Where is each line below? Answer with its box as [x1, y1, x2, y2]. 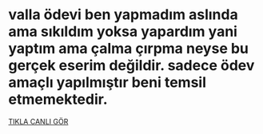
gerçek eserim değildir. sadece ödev [8, 57, 255, 75]
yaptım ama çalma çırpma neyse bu [8, 40, 249, 57]
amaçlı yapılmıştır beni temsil [8, 73, 206, 92]
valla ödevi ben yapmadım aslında [8, 6, 238, 24]
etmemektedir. [8, 90, 108, 108]
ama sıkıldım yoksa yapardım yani [8, 22, 238, 41]
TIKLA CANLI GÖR [8, 116, 69, 126]
